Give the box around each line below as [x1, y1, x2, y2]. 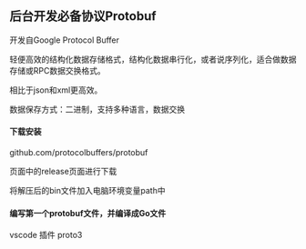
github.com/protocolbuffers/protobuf [9, 147, 148, 158]
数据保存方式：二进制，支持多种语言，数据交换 [9, 104, 185, 115]
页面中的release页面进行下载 [9, 166, 117, 177]
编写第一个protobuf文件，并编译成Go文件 [9, 207, 167, 218]
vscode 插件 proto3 [9, 230, 83, 241]
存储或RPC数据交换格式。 [9, 65, 107, 75]
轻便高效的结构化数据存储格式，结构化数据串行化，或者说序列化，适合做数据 [9, 54, 297, 65]
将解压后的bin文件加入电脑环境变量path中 [9, 185, 166, 196]
